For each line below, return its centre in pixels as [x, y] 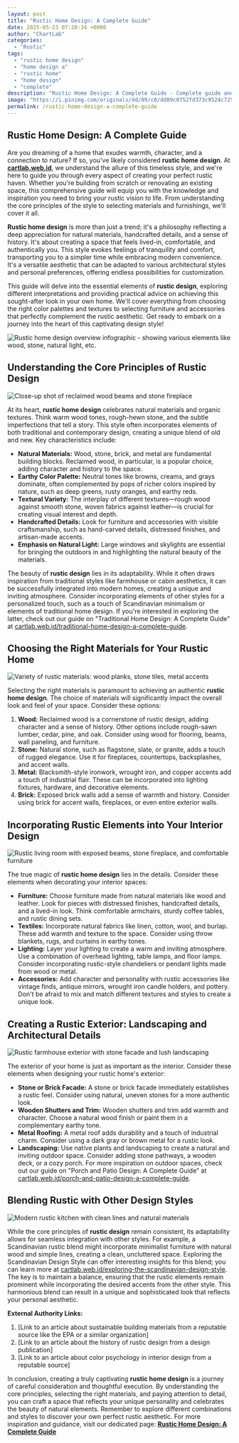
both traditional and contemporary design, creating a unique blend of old [114, 432]
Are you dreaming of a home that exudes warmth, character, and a [105, 152]
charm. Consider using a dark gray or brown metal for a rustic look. [116, 1140]
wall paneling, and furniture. [59, 742]
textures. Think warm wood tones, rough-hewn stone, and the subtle [108, 417]
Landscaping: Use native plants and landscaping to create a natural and [123, 1148]
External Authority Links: [45, 1313]
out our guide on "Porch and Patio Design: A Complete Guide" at [112, 1170]
